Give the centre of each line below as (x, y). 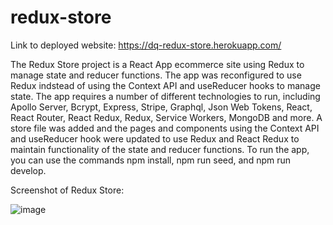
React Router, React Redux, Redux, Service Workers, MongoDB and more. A (166, 117)
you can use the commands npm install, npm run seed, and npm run (151, 160)
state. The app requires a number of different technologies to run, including (165, 96)
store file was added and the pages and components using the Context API (165, 128)
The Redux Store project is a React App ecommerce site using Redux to (157, 64)
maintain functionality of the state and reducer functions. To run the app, (160, 149)
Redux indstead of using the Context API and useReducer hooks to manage (165, 85)
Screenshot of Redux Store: (67, 190)
